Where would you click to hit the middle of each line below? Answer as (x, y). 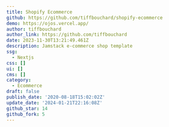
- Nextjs (23, 57)
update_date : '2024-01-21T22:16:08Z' (54, 103)
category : (19, 80)
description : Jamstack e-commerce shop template (69, 46)
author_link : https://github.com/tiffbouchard (67, 35)
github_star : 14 (27, 108)
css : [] (16, 63)
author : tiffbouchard (34, 29)
